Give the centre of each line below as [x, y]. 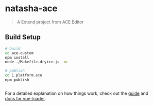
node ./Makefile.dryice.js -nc [37, 62]
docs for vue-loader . [25, 98]
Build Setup [23, 37]
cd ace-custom [19, 53]
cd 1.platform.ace [24, 75]
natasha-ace [31, 9]
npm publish [17, 80]
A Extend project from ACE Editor [50, 22]
